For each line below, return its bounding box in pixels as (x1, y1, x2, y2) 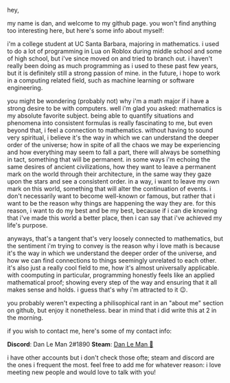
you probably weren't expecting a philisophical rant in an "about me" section (7, 299, 224, 307)
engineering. (7, 84, 43, 91)
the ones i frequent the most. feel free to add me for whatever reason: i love (7, 361, 222, 369)
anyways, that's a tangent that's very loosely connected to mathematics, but (7, 234, 223, 243)
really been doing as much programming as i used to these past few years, (7, 62, 218, 69)
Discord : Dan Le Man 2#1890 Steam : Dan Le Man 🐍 (7, 340, 154, 348)
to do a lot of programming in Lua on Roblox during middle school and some (7, 47, 222, 55)
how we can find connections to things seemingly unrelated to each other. (7, 256, 217, 264)
